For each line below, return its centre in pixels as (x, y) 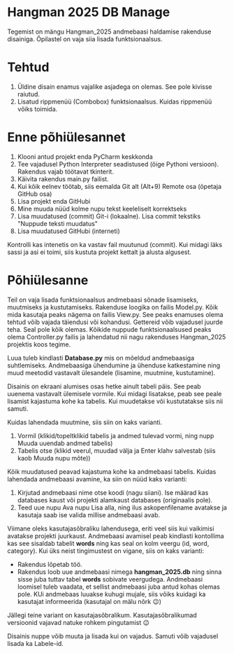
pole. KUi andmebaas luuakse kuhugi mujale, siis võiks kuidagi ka (111, 594)
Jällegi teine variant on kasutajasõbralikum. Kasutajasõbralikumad (102, 615)
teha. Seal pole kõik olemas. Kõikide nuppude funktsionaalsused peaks (109, 329)
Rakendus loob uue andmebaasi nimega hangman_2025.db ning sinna (119, 572)
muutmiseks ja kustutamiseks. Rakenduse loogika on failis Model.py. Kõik (113, 307)
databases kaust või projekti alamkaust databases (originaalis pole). (115, 500)
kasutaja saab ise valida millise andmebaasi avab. (89, 514)
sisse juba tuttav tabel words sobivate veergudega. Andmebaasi (110, 579)
